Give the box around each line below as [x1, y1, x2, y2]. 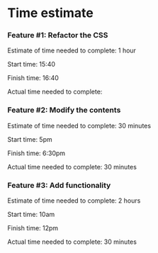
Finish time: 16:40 [7, 74, 59, 82]
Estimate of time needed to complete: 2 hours [7, 196, 141, 205]
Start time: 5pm [7, 135, 53, 143]
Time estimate [7, 5, 94, 21]
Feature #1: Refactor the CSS [7, 30, 108, 40]
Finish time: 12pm [7, 224, 59, 232]
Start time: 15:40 [7, 60, 55, 69]
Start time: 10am [7, 210, 55, 219]
